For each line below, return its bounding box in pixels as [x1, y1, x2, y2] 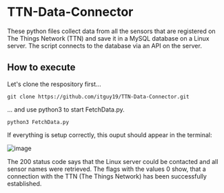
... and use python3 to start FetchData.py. [7, 105, 125, 114]
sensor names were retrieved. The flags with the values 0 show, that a [7, 165, 207, 173]
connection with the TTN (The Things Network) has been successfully [7, 172, 207, 180]
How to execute [7, 61, 76, 73]
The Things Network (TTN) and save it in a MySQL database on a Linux [7, 34, 210, 42]
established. [7, 179, 42, 187]
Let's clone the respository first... [7, 80, 101, 88]
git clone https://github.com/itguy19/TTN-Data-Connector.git [7, 93, 190, 100]
